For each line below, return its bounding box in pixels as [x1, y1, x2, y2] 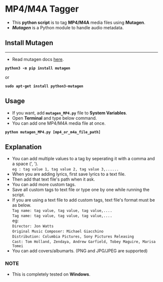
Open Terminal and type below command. [12, 115, 97, 121]
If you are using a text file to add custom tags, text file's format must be [12, 197, 155, 203]
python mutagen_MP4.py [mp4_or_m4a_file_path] [5, 130, 101, 134]
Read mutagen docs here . [12, 56, 64, 62]
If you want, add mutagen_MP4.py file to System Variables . [12, 110, 128, 115]
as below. [12, 202, 32, 208]
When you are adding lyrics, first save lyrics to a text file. [12, 171, 126, 177]
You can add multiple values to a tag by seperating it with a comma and [12, 156, 155, 162]
